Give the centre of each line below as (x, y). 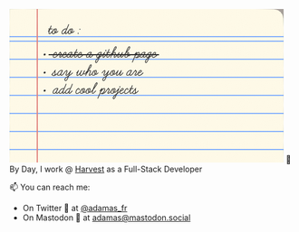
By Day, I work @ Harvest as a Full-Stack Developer (106, 169)
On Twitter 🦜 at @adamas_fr (75, 208)
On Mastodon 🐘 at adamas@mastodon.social (106, 218)
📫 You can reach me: (50, 187)
